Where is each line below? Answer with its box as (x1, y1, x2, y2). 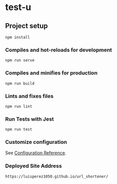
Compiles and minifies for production (5, 69, 97, 76)
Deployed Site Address (5, 162, 62, 169)
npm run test (5, 127, 32, 132)
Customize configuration (5, 139, 67, 146)
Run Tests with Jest (5, 115, 54, 122)
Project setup (5, 22, 48, 30)
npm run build (5, 81, 35, 86)
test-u (5, 2, 31, 13)
